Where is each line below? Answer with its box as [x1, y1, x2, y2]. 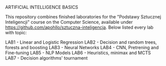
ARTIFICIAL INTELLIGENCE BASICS [5, 4, 78, 10]
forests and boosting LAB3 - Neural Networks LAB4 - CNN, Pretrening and [5, 45, 159, 50]
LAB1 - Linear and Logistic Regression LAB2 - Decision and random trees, [5, 39, 157, 45]
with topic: [5, 30, 27, 35]
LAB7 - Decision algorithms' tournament [5, 55, 88, 61]
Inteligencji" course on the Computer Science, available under [5, 19, 133, 25]
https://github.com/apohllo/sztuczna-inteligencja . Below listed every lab [5, 24, 153, 30]
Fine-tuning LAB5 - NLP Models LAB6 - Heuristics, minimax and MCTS [5, 50, 151, 56]
